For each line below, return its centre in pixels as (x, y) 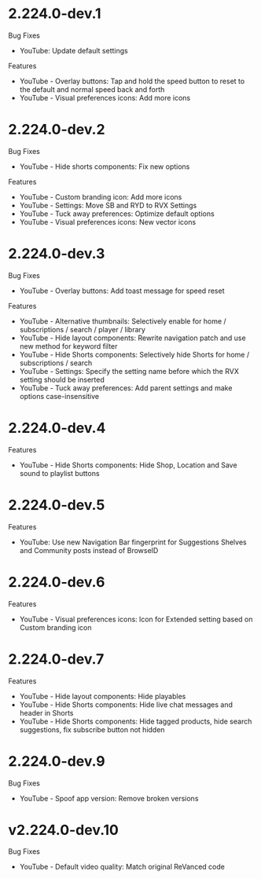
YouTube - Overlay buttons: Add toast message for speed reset (122, 291)
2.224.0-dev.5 (57, 505)
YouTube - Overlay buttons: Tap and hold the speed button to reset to (132, 81)
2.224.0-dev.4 (57, 428)
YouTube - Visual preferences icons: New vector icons (108, 222)
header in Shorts (46, 712)
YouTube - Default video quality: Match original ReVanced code (122, 867)
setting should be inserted (62, 379)
